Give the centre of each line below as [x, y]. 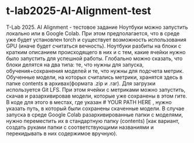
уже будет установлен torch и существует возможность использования [96, 39]
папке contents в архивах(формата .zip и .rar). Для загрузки [81, 83]
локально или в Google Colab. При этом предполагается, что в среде [93, 33]
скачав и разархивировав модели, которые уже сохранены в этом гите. [97, 96]
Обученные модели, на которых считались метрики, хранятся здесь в [94, 77]
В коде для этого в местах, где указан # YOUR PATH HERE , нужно [89, 102]
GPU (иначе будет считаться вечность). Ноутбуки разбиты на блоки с [94, 46]
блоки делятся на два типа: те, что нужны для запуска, [75, 64]
